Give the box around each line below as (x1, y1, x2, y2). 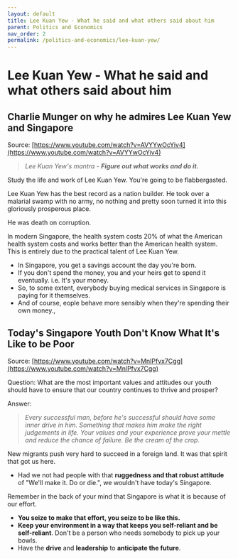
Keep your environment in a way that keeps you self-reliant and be (17, 521, 218, 529)
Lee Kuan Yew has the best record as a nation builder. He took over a (7, 190, 210, 198)
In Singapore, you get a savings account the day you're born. (17, 261, 197, 270)
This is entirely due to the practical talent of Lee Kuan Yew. (7, 247, 179, 256)
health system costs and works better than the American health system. (7, 239, 218, 249)
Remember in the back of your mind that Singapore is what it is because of (7, 492, 226, 501)
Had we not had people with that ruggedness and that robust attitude (17, 470, 225, 479)
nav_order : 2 (7, 30, 46, 38)
